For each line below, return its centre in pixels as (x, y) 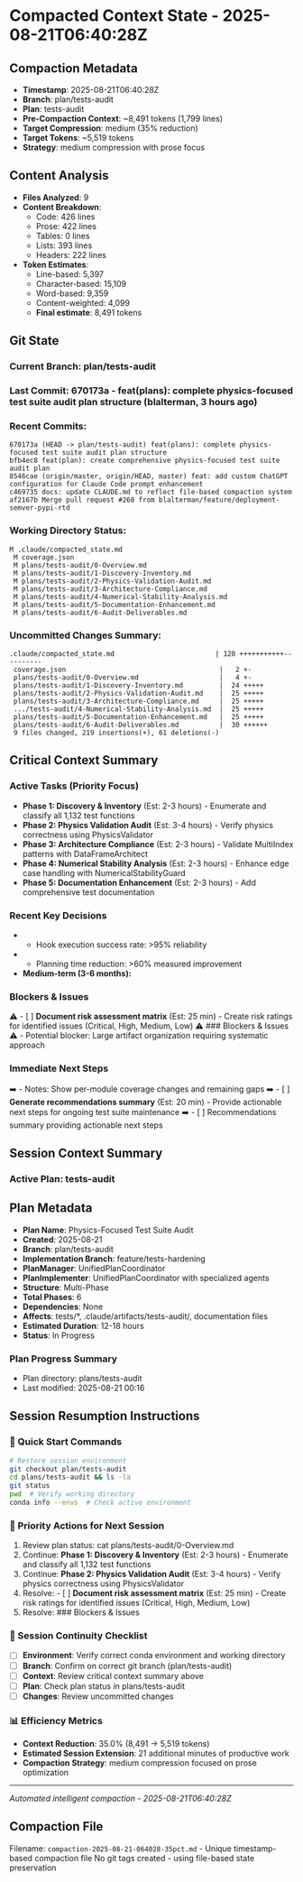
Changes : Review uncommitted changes (98, 1696)
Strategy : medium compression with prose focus (114, 147)
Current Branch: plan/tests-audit (83, 366)
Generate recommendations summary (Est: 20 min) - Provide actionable (146, 1102)
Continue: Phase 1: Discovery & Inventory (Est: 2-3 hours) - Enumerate (155, 1555)
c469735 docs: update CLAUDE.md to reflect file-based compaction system (151, 493)
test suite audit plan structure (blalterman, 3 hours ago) (133, 402)
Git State (34, 341)
